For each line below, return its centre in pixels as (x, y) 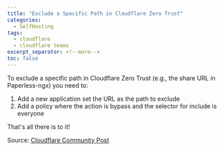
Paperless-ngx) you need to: (48, 85)
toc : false (23, 59)
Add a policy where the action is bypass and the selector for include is (117, 106)
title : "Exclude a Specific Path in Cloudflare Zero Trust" (95, 13)
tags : (15, 33)
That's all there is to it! (39, 127)
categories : (24, 20)
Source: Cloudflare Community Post (58, 140)
